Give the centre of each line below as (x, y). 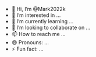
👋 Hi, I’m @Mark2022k (38, 9)
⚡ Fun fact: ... (27, 49)
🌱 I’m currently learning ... (42, 21)
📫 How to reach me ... (38, 34)
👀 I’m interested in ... (36, 15)
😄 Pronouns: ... (30, 42)
